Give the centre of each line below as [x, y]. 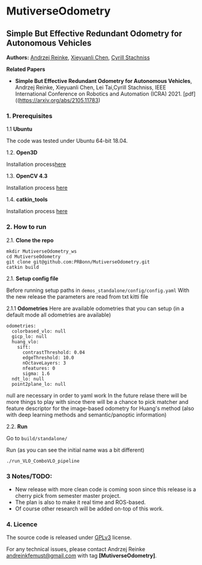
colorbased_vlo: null [39, 331]
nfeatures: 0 [39, 368]
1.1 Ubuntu [19, 129]
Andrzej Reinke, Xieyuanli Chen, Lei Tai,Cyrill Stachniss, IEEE [90, 87]
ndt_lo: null [28, 379]
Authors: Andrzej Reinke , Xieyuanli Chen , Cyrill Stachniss [78, 58]
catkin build [23, 267]
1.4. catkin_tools [27, 200]
